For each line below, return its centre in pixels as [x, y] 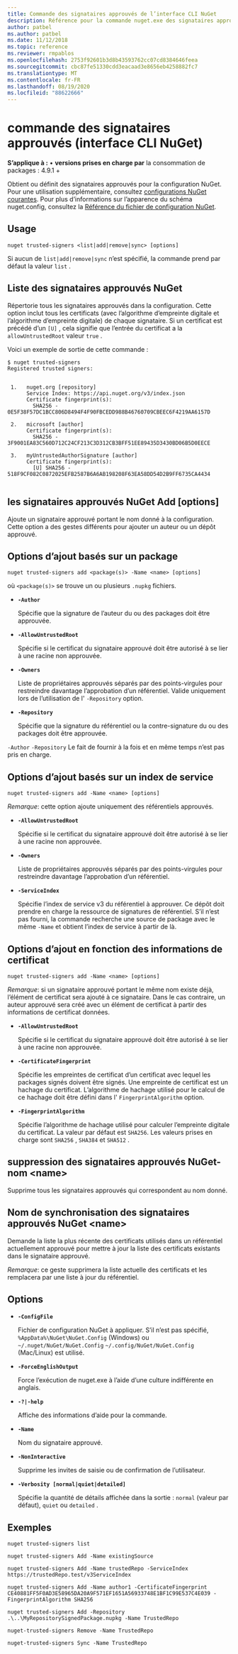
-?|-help [30, 1402]
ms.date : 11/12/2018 [38, 40]
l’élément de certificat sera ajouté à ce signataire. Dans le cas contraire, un [116, 997]
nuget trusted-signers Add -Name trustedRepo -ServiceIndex [98, 1569]
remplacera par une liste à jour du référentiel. [73, 1277]
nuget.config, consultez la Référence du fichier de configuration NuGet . [112, 207]
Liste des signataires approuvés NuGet [95, 288]
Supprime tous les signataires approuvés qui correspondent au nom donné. [118, 1190]
